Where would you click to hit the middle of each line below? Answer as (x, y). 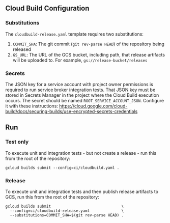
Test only (17, 142)
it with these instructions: (32, 106)
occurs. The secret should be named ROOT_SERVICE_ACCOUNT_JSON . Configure (85, 100)
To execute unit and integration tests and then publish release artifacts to (82, 191)
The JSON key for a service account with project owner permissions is (79, 84)
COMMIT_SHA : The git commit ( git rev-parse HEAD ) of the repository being (88, 44)
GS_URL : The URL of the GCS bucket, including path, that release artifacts (89, 54)
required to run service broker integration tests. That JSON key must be (80, 90)
